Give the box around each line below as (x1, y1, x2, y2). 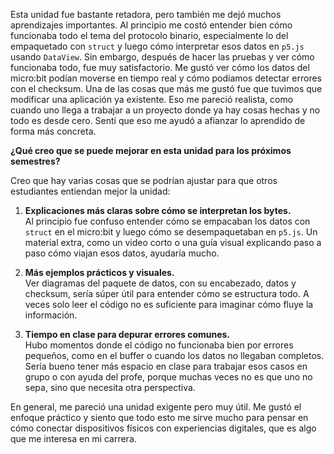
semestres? (10, 155, 61, 167)
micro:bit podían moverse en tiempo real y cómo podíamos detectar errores (10, 72, 322, 84)
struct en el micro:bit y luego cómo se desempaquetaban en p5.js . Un (24, 226, 318, 238)
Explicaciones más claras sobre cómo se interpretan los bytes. (24, 205, 292, 216)
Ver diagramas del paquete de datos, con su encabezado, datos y (24, 277, 297, 289)
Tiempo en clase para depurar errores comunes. (24, 329, 231, 340)
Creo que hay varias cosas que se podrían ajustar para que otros (10, 175, 278, 186)
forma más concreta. (10, 125, 97, 137)
